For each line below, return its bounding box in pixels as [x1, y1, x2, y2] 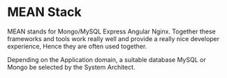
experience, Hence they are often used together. [7, 42, 147, 50]
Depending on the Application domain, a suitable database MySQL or [7, 55, 206, 63]
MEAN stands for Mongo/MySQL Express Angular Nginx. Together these [7, 27, 217, 36]
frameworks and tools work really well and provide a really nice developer [7, 34, 220, 42]
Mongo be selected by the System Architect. [7, 63, 136, 71]
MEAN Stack [7, 4, 82, 20]
